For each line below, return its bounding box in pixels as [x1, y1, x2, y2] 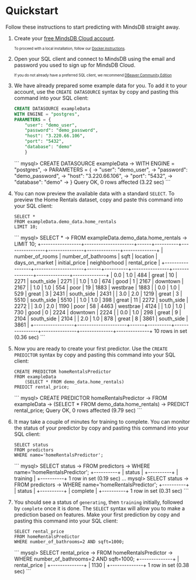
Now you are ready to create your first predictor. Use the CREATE [13, 345, 168, 352]
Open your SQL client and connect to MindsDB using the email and [13, 55, 176, 62]
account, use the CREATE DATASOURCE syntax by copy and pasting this [13, 88, 179, 95]
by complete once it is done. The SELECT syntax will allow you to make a [13, 505, 185, 512]
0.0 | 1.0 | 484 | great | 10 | [113, 271, 178, 279]
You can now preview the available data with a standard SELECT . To [13, 190, 175, 197]
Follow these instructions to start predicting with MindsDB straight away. [5, 23, 180, 30]
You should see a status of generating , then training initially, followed [13, 499, 184, 506]
